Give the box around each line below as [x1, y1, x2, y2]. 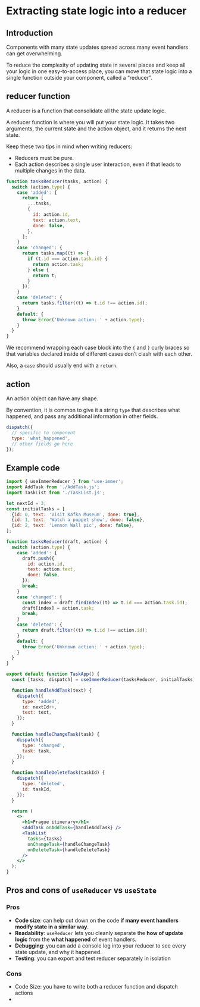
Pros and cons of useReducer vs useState [6, 885, 157, 896]
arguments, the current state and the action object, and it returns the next [6, 125, 186, 132]
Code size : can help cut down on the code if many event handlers [14, 917, 179, 924]
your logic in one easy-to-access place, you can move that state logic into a [6, 68, 192, 75]
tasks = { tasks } [27, 836, 62, 842]
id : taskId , [21, 786, 52, 792]
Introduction [6, 28, 54, 38]
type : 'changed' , [21, 742, 65, 748]
